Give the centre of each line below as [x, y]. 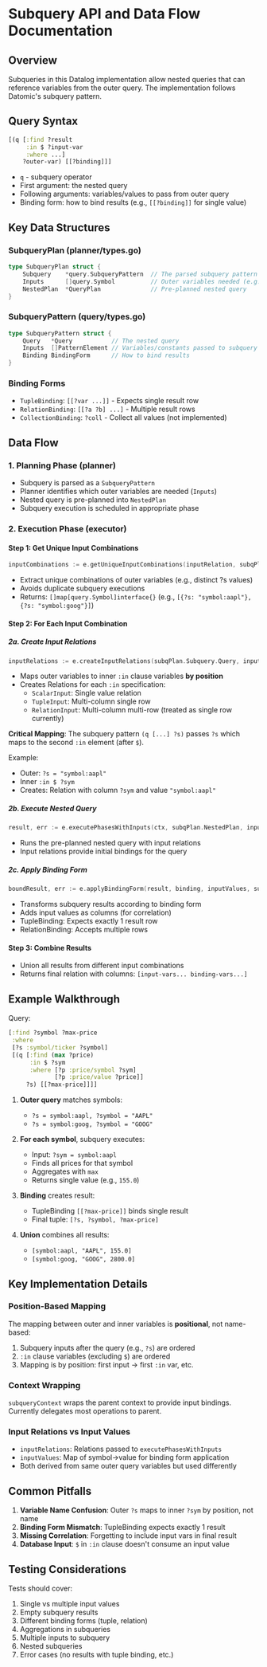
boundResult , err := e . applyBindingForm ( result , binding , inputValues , [129, 889]
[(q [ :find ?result [41, 139]
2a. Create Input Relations [52, 641]
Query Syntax [43, 122]
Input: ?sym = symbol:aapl [74, 1155]
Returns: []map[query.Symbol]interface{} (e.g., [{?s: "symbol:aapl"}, [135, 597]
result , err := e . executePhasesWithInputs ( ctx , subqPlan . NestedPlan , [126, 828]
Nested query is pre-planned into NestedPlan [93, 500]
